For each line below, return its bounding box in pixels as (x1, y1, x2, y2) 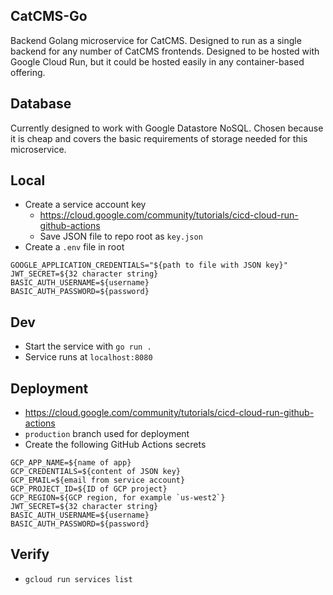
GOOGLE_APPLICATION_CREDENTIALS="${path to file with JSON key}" (10, 260, 288, 271)
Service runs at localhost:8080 (24, 351, 153, 363)
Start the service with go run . (24, 340, 152, 353)
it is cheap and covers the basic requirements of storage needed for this (10, 132, 308, 144)
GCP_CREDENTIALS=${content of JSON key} (10, 467, 182, 477)
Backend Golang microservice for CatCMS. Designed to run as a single (10, 34, 302, 46)
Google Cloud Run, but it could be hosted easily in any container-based (10, 55, 305, 68)
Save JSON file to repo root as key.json (39, 230, 203, 243)
